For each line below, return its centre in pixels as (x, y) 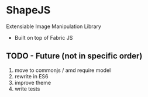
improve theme (33, 82)
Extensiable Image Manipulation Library (54, 26)
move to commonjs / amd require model (63, 70)
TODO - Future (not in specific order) (74, 56)
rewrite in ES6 (31, 76)
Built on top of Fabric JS (44, 37)
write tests (27, 89)
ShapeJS (28, 10)
